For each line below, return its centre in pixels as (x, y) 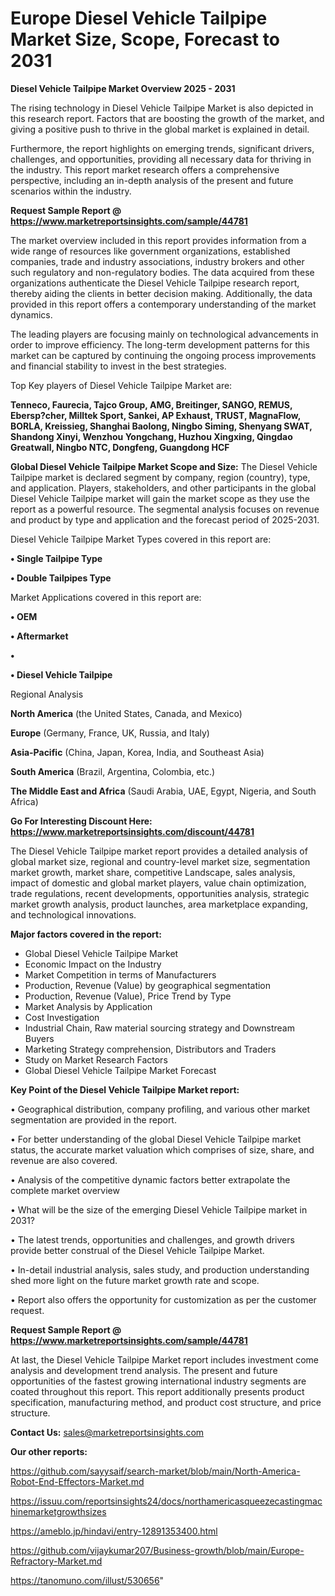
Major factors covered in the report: (86, 934)
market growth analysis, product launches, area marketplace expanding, (159, 904)
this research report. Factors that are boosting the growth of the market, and (167, 118)
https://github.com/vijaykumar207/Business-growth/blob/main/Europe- (157, 1550)
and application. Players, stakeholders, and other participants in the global (163, 488)
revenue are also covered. (64, 1160)
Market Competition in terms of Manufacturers (120, 974)
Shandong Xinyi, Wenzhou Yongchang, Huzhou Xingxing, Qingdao (151, 436)
